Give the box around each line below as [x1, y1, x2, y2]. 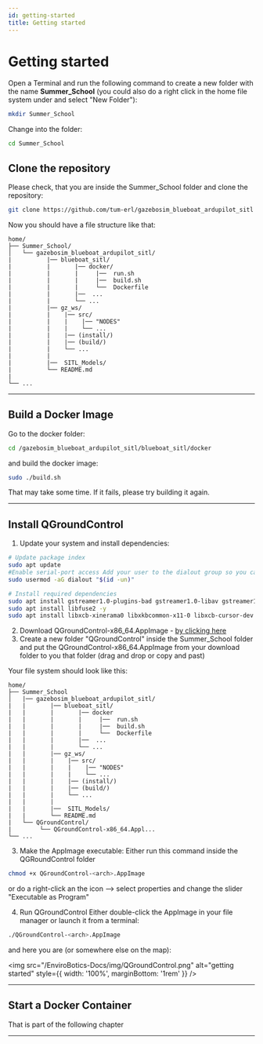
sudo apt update [8, 561, 61, 569]
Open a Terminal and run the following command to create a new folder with [8, 78, 254, 88]
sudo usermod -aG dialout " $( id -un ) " [8, 575, 135, 583]
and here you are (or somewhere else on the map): [8, 945, 172, 955]
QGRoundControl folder [19, 855, 96, 864]
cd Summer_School [8, 140, 65, 148]
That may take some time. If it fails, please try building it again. [8, 487, 210, 497]
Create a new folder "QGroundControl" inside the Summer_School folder [19, 634, 254, 644]
